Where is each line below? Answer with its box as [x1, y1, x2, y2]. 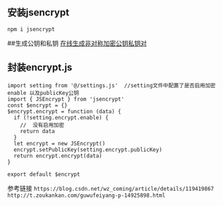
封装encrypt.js [7, 62, 73, 74]
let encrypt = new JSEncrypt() [13, 140, 106, 147]
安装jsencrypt [7, 6, 69, 19]
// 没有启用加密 [20, 122, 65, 129]
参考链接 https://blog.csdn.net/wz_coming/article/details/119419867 [7, 184, 214, 192]
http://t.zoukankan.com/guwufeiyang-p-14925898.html [7, 192, 166, 199]
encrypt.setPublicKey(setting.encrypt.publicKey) [13, 146, 162, 153]
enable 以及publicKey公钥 [7, 89, 80, 96]
